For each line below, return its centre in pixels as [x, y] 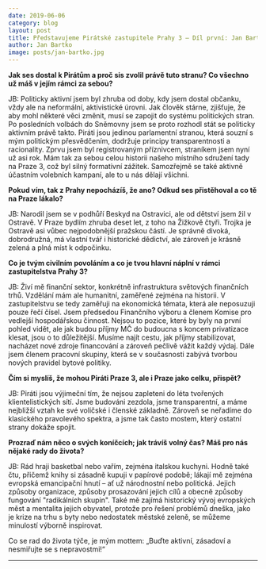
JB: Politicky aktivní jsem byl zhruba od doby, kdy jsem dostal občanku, [125, 99]
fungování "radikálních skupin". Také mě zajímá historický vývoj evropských [132, 500]
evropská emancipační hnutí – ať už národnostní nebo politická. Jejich [122, 483]
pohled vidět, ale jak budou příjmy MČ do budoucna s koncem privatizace [129, 329]
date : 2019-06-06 [37, 15]
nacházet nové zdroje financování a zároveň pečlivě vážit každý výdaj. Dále [131, 346]
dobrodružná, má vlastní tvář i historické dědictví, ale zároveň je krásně [125, 239]
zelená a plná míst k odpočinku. [60, 248]
